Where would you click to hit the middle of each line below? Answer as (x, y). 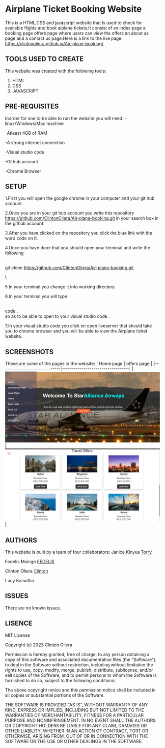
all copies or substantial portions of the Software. (55, 695)
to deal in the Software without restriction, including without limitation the (79, 664)
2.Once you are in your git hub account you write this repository (69, 213)
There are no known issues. (33, 608)
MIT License (18, 635)
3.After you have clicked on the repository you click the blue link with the (79, 233)
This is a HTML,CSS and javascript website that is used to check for (74, 23)
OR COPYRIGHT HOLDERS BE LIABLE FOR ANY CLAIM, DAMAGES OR (76, 725)
